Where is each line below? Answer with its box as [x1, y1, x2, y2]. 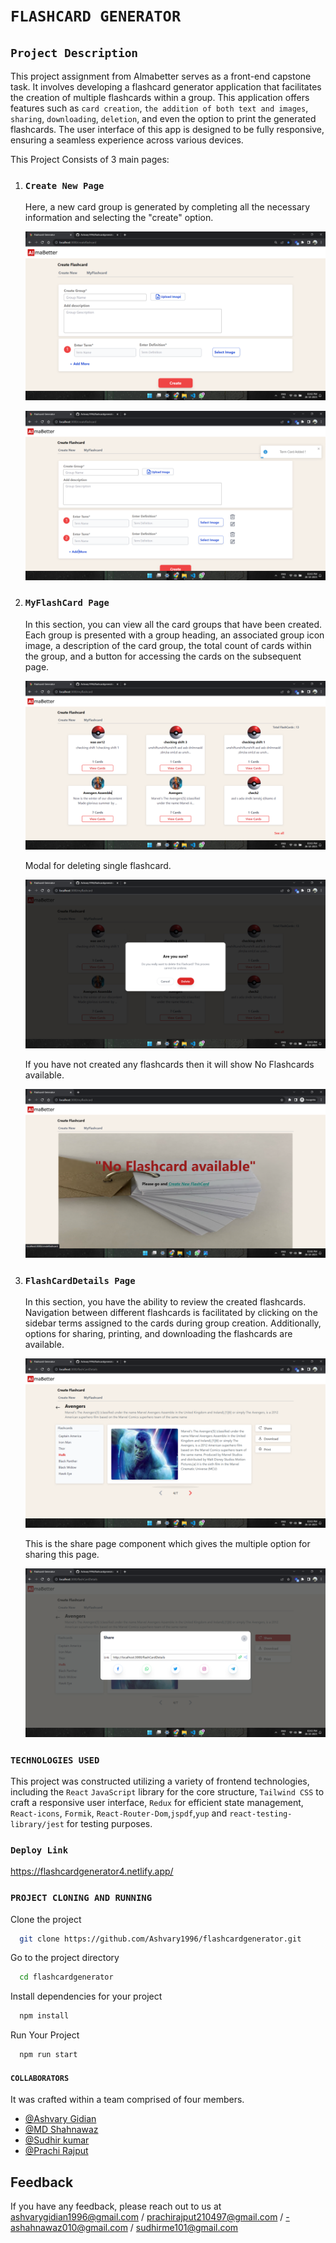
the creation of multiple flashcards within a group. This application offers [10, 92, 310, 103]
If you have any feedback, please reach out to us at [10, 2200, 222, 2213]
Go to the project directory [10, 1952, 120, 1964]
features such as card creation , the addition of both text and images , [10, 102, 309, 114]
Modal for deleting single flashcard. [24, 859, 172, 871]
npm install [19, 2011, 70, 2021]
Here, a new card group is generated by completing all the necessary [24, 201, 311, 213]
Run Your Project [10, 2029, 80, 2041]
